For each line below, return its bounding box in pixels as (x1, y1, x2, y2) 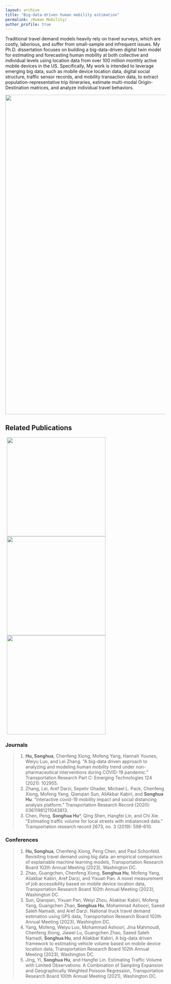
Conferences (5, 836, 38, 843)
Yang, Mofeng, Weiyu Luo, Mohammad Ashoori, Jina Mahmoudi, (25, 924, 161, 930)
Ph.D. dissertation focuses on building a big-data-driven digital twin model (5, 47, 161, 53)
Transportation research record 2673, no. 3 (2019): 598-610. (25, 823, 152, 830)
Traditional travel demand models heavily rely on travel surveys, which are (5, 36, 161, 42)
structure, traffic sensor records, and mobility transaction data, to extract (5, 74, 159, 80)
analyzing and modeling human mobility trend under (25, 764, 135, 770)
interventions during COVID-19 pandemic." (59, 769, 149, 775)
